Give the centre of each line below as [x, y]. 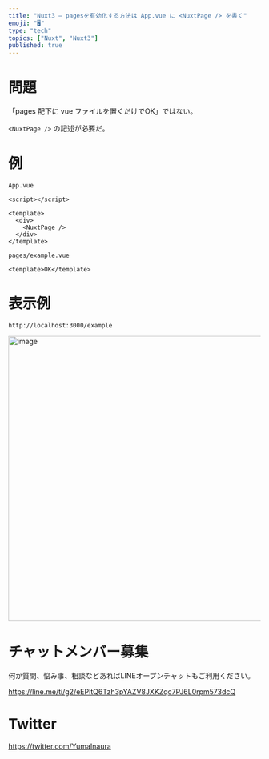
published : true [35, 46]
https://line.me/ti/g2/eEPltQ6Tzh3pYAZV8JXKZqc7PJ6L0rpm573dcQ [122, 691]
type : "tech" [30, 30]
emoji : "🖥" [27, 23]
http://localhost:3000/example [60, 325]
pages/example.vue [39, 255]
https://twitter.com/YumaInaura [60, 746]
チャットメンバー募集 [78, 652]
